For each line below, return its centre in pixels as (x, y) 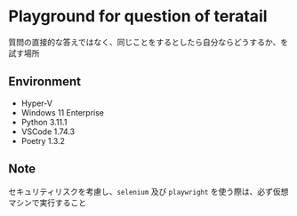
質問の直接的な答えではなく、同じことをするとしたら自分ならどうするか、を (148, 42)
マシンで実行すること (47, 203)
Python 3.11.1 (44, 122)
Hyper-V (36, 103)
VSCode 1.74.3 (48, 132)
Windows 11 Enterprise (62, 112)
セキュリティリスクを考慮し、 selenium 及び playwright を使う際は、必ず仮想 (148, 191)
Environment (45, 82)
